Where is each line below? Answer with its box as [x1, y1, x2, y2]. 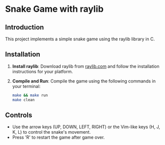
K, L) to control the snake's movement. [12, 129, 91, 135]
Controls [5, 111, 33, 119]
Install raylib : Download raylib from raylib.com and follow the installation [12, 63, 160, 69]
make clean [12, 97, 35, 102]
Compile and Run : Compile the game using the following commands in [12, 78, 156, 84]
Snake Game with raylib [5, 3, 104, 15]
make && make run [12, 92, 48, 98]
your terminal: [12, 83, 41, 89]
